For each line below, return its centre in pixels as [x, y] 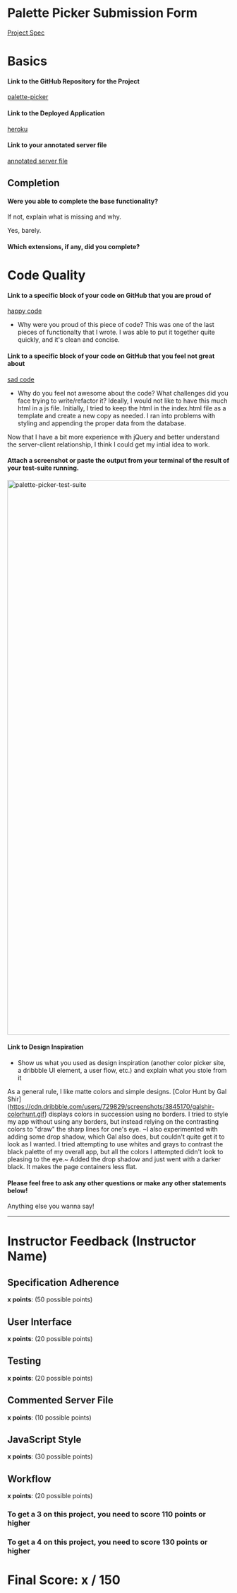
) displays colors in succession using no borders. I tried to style [136, 1114]
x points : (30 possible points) [50, 1456]
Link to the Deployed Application [56, 113]
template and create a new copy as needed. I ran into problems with [116, 415]
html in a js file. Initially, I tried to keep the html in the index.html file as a [122, 408]
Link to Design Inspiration [45, 1047]
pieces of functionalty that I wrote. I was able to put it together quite [116, 332]
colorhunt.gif [26, 1114]
